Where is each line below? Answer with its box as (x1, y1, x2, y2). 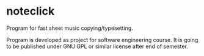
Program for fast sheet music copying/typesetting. (6, 24, 133, 32)
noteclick (6, 4, 55, 18)
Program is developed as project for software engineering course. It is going (6, 36, 199, 43)
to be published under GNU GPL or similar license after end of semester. (6, 43, 188, 50)
